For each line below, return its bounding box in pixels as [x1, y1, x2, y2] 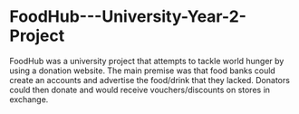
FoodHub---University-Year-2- [9, 6, 247, 27]
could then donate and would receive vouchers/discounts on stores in [9, 84, 270, 95]
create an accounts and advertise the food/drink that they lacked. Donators [9, 74, 290, 85]
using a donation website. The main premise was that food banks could [9, 65, 276, 76]
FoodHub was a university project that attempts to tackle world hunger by [9, 55, 285, 66]
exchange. [9, 93, 49, 105]
